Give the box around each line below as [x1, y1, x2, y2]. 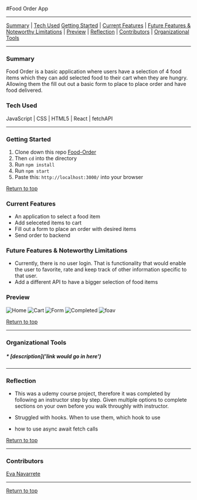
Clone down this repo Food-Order [14, 148, 97, 155]
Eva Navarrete [6, 471, 41, 478]
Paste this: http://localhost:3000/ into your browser [14, 173, 144, 180]
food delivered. [6, 87, 43, 94]
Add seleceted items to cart [14, 219, 82, 226]
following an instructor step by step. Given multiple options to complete [14, 396, 188, 403]
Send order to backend [14, 232, 70, 239]
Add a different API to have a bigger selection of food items [14, 279, 158, 286]
